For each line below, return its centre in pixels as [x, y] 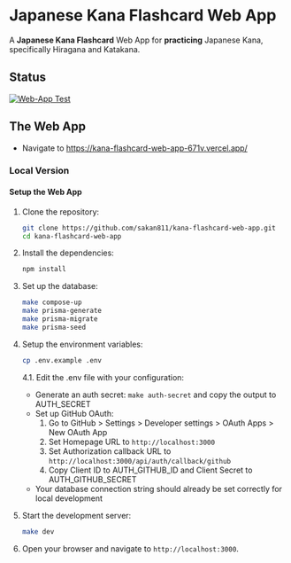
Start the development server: [77, 515]
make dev [38, 532]
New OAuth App [78, 432]
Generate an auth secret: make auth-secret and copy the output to [156, 395]
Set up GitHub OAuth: [74, 413]
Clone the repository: [61, 211]
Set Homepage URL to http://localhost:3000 [131, 442]
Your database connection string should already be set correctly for [159, 489]
